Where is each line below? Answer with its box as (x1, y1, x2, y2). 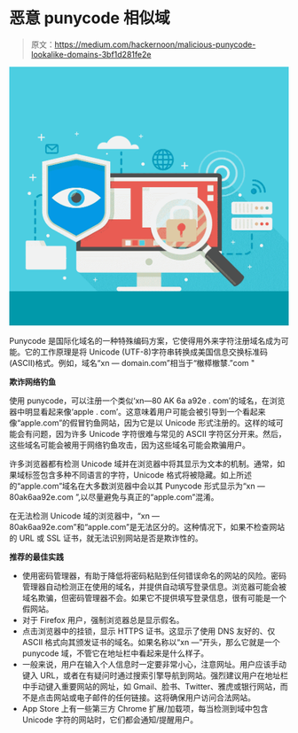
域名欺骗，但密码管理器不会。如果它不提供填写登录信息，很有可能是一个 (21, 593, 286, 604)
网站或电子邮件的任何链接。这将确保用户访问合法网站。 (52, 692, 255, 703)
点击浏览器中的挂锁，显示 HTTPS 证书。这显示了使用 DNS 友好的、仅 (21, 626, 276, 636)
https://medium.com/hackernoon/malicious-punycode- (54, 39, 256, 50)
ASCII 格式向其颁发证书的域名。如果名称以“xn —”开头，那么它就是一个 (21, 637, 281, 648)
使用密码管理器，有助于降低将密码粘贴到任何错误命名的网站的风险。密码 (21, 571, 286, 581)
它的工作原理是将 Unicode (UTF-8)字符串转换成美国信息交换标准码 (24, 347, 269, 357)
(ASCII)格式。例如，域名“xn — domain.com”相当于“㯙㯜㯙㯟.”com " (9, 358, 255, 369)
